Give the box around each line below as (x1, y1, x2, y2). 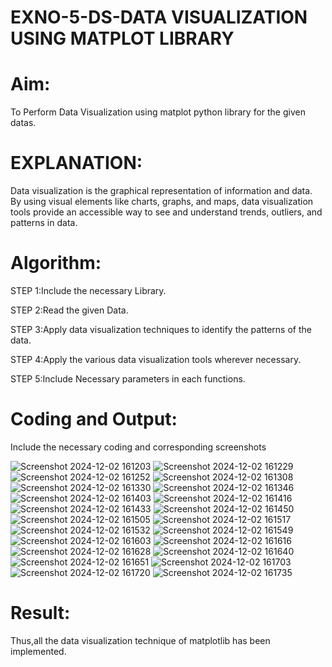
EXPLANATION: (10, 152, 143, 175)
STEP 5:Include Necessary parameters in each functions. (10, 373, 246, 385)
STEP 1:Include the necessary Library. (10, 285, 167, 296)
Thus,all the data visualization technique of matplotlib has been (10, 634, 271, 646)
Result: (10, 602, 71, 625)
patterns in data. (10, 217, 78, 229)
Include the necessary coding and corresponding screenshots (10, 441, 267, 453)
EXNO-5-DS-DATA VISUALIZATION (10, 6, 308, 29)
